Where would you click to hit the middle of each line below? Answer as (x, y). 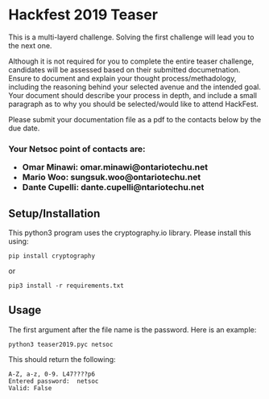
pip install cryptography (52, 256)
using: (19, 241)
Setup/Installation (54, 214)
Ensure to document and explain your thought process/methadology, (122, 78)
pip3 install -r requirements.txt (66, 286)
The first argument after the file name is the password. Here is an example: (132, 329)
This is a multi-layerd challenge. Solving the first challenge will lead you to (131, 37)
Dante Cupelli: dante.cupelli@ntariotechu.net (113, 187)
